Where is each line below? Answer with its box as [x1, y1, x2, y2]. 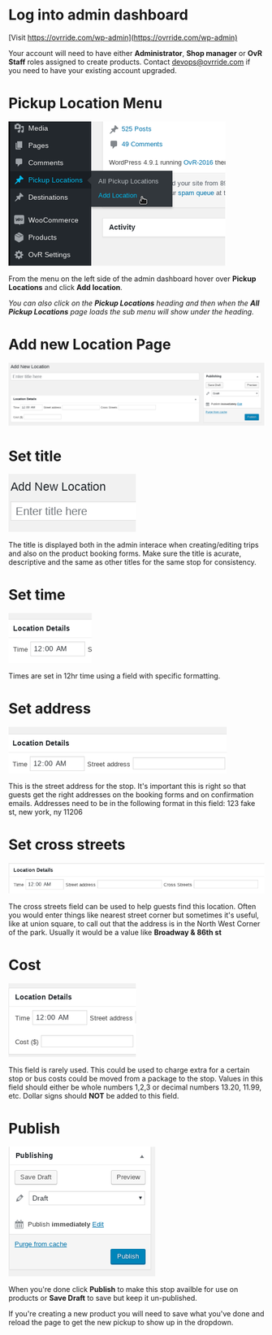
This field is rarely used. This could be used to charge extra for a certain [8, 1065, 250, 1075]
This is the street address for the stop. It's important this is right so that [8, 782, 246, 791]
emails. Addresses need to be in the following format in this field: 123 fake [8, 799, 256, 808]
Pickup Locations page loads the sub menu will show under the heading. [8, 306, 254, 316]
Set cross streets [8, 835, 126, 854]
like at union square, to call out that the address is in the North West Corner [8, 919, 261, 929]
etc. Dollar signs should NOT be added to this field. [8, 1091, 179, 1101]
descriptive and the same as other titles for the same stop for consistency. [8, 557, 257, 567]
